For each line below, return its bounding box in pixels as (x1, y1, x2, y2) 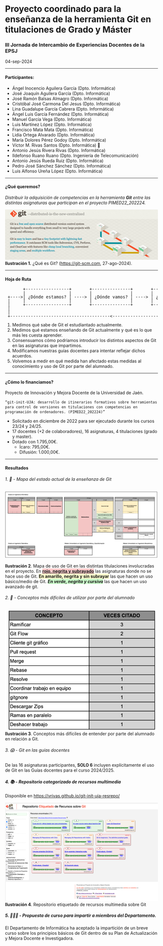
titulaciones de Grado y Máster (5, 24, 132, 35)
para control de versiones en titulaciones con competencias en (5, 405, 138, 410)
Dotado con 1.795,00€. (12, 439, 58, 445)
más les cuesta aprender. (12, 332, 63, 338)
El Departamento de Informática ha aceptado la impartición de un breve (5, 925, 148, 931)
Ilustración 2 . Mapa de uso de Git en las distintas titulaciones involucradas (5, 563, 154, 568)
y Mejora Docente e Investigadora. (5, 935, 74, 941)
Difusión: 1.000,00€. (19, 449, 60, 455)
